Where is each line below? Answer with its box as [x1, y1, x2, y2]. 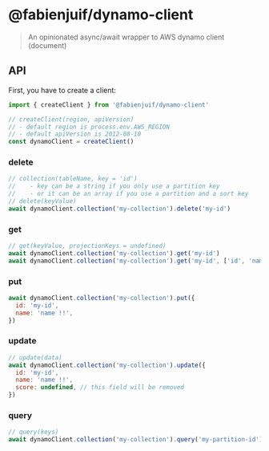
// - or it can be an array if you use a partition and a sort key [8, 190, 249, 198]
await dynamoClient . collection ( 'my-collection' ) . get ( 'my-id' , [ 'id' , [8, 257, 246, 265]
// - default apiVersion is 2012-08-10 [8, 130, 142, 138]
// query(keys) [8, 428, 59, 437]
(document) [27, 40, 67, 50]
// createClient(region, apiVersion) [8, 115, 134, 124]
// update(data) [8, 353, 62, 362]
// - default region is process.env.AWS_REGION [8, 123, 171, 131]
